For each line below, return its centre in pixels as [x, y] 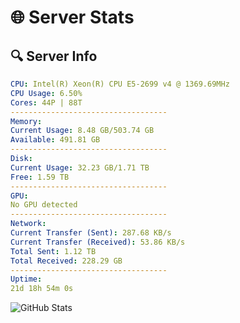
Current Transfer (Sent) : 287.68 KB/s [91, 233]
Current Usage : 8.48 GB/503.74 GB [82, 131]
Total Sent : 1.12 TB [53, 251]
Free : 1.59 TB [40, 177]
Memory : [26, 121]
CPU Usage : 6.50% [46, 93]
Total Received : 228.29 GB [66, 261]
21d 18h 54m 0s [42, 289]
